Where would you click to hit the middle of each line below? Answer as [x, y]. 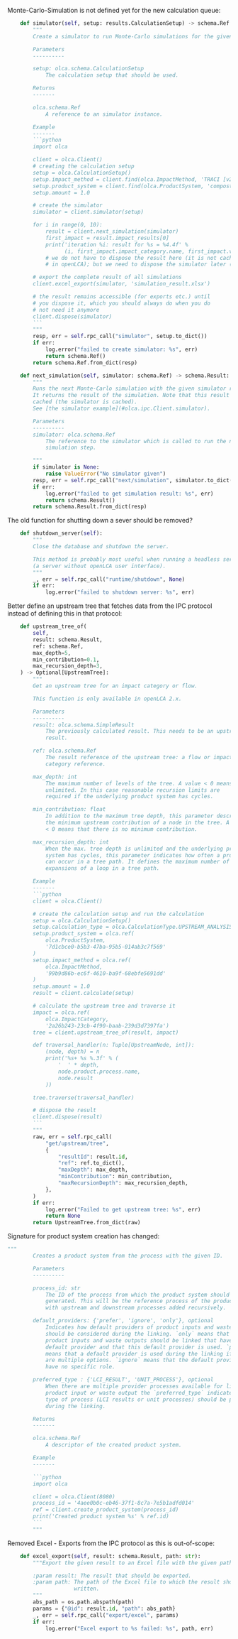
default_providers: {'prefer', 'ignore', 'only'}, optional [123, 1321]
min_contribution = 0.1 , [66, 660]
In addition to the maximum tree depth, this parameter [129, 816]
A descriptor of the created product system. [113, 1445]
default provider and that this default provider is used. [134, 1347]
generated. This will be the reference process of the [128, 1301]
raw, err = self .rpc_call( [73, 1137]
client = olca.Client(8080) [74, 1497]
